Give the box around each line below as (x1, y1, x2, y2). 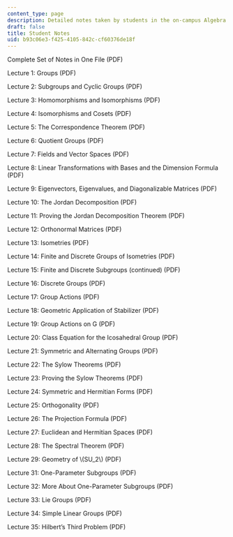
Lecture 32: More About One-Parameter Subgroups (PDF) (7, 483, 174, 491)
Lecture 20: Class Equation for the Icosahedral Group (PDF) (7, 333, 179, 342)
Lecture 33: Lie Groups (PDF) (7, 496, 92, 504)
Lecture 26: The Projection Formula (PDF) (7, 415, 128, 423)
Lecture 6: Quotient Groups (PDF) (7, 137, 104, 145)
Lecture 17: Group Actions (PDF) (7, 293, 100, 301)
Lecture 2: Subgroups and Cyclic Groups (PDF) (7, 82, 143, 91)
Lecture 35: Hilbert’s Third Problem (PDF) (7, 523, 126, 531)
